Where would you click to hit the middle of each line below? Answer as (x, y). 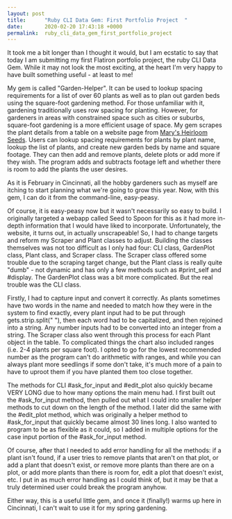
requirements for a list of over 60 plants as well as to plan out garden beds (114, 96)
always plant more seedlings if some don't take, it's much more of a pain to (115, 364)
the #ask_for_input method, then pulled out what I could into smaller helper (114, 400)
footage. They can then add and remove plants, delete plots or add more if (114, 155)
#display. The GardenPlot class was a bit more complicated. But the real (110, 278)
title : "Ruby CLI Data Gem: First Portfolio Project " (98, 20)
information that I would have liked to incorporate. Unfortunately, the (123, 226)
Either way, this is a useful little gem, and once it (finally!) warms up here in (114, 501)
